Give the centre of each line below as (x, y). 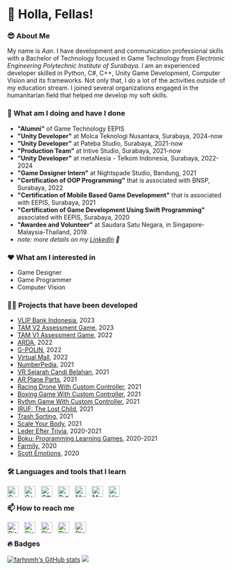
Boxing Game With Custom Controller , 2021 (79, 394)
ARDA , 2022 (35, 343)
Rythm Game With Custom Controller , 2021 (78, 402)
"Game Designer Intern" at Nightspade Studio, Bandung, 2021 (107, 172)
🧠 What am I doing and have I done (66, 113)
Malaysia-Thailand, (44, 231)
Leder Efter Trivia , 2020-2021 (59, 431)
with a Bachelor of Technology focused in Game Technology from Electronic (116, 58)
